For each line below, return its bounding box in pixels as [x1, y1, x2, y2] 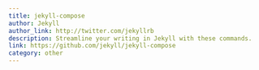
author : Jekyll [8, 19, 60, 27]
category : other [8, 49, 63, 57]
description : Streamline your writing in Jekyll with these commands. [8, 34, 253, 43]
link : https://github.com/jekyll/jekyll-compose [8, 42, 176, 50]
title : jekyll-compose [8, 11, 85, 20]
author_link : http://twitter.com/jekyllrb [8, 27, 154, 35]
